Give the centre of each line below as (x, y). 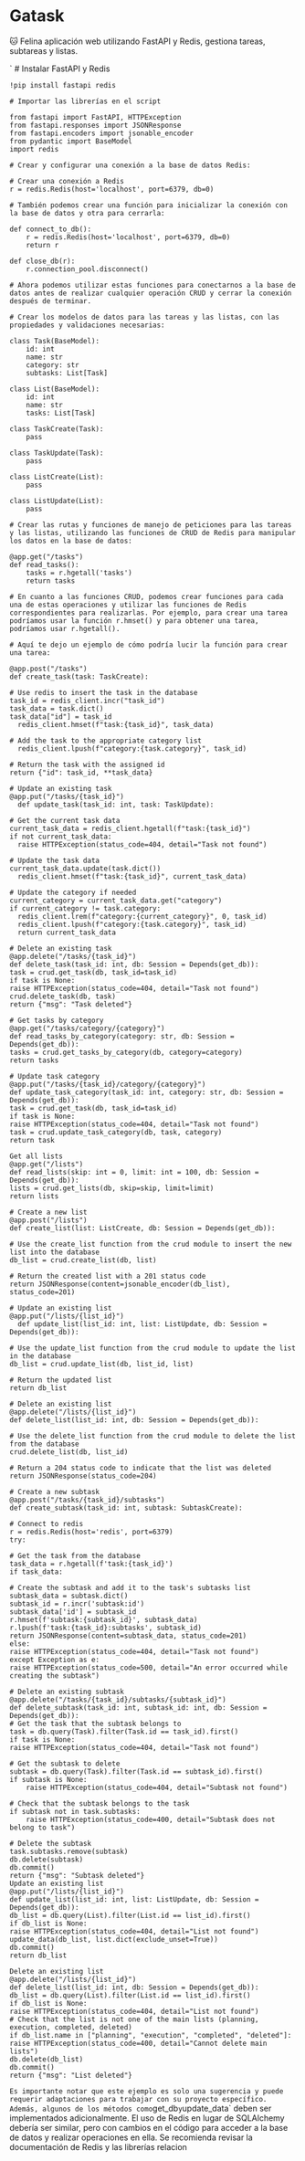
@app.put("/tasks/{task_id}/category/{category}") (108, 1084)
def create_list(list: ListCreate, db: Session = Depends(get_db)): (142, 1228)
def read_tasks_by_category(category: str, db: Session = (122, 1036)
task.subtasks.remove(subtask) (69, 1851)
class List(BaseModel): (55, 389)
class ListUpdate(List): (57, 501)
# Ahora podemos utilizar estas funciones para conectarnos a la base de (153, 285)
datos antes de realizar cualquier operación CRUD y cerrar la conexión (151, 293)
